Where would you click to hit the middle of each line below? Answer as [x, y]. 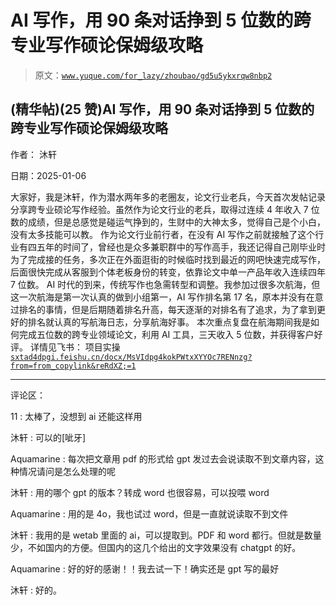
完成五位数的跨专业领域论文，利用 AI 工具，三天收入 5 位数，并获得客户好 [170, 334]
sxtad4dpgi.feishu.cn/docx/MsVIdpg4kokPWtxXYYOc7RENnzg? [131, 357]
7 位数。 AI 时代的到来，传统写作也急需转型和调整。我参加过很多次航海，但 [165, 284]
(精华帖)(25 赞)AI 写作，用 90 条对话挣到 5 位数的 [162, 109]
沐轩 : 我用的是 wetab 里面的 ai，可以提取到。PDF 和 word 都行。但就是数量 [166, 535]
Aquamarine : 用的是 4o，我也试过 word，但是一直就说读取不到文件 [149, 513]
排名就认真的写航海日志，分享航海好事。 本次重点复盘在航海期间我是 [169, 322]
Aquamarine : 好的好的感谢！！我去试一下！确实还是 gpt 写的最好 [145, 568]
